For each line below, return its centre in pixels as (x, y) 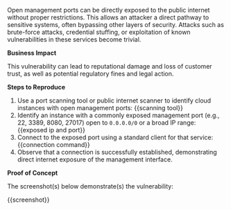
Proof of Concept (33, 173)
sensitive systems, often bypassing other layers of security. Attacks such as (115, 25)
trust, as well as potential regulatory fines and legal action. (91, 73)
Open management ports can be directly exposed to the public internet (109, 10)
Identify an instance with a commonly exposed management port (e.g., (118, 115)
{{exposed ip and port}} (51, 130)
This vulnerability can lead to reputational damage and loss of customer (110, 66)
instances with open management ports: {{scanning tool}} (100, 108)
